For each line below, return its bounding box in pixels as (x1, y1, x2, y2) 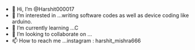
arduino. (11, 18, 33, 25)
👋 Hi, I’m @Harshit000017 (11, 6, 75, 12)
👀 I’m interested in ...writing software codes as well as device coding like (11, 12, 189, 19)
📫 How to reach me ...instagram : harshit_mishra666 (11, 37, 141, 44)
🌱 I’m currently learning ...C (11, 24, 79, 31)
